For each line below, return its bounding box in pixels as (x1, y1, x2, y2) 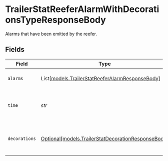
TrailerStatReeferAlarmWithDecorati (5, 4, 159, 15)
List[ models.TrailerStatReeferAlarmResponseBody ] (40, 75, 161, 82)
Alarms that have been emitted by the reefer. (5, 31, 97, 37)
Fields (5, 45, 25, 54)
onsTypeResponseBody (5, 14, 106, 26)
